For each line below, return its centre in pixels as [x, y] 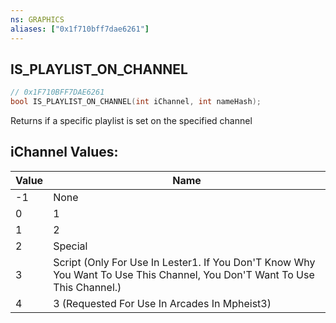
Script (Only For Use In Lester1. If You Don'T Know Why [184, 262]
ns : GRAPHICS [37, 19]
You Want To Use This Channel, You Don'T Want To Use [184, 274]
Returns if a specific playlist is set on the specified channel [131, 121]
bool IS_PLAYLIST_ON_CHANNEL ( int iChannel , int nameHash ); [136, 102]
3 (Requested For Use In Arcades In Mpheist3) [162, 303]
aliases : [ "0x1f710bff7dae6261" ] [80, 29]
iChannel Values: [64, 152]
